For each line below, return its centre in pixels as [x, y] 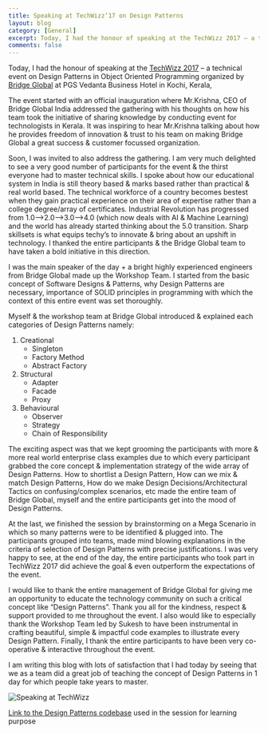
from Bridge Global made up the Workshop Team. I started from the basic [129, 275]
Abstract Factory [59, 366]
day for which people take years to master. [79, 682]
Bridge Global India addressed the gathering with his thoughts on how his [129, 109]
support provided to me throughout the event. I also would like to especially [132, 616]
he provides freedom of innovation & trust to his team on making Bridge [126, 134]
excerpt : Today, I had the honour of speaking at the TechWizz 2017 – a [132, 38]
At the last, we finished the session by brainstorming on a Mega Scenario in [132, 524]
